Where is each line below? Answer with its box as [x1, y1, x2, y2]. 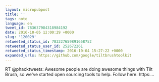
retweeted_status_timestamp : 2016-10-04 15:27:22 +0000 [5, 48, 123, 53]
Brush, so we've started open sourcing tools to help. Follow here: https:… [5, 72, 155, 78]
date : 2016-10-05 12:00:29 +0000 [5, 30, 74, 35]
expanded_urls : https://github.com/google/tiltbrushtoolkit [5, 53, 132, 58]
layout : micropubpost [5, 7, 50, 12]
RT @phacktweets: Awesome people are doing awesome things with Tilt [5, 66, 153, 72]
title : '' [5, 12, 26, 17]
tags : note [5, 16, 28, 21]
